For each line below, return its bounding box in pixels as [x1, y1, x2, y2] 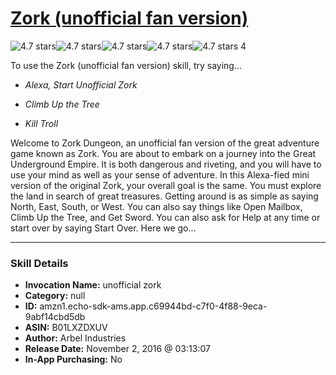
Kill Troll [24, 117, 59, 129]
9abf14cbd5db [24, 311, 86, 323]
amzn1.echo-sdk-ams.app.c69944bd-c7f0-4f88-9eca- [39, 300, 268, 312]
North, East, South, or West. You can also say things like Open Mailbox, [10, 200, 303, 212]
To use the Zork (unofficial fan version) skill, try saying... [10, 59, 243, 71]
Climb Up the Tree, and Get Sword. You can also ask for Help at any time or [10, 211, 321, 223]
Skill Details [10, 256, 69, 270]
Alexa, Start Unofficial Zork [24, 78, 138, 91]
